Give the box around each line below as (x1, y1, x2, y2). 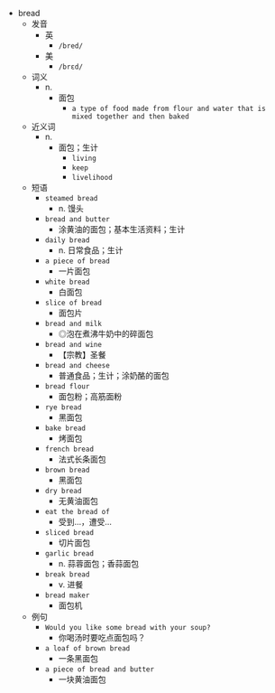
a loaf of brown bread (44, 644, 131, 653)
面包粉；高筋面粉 (58, 391, 123, 401)
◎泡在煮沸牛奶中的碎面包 (58, 329, 154, 339)
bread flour (44, 382, 90, 391)
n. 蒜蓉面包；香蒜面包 (58, 558, 140, 568)
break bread (44, 570, 90, 579)
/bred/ (58, 42, 84, 51)
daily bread (44, 236, 90, 245)
